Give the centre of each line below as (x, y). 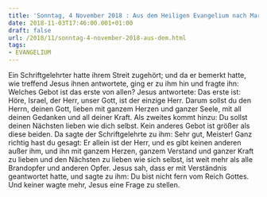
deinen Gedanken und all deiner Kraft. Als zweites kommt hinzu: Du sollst (128, 117)
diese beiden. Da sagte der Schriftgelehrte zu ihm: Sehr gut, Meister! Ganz (130, 134)
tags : (17, 45)
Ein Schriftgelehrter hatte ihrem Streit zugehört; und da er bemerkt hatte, (127, 75)
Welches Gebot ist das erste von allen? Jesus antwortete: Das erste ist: (124, 92)
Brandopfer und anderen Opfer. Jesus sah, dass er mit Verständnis (118, 168)
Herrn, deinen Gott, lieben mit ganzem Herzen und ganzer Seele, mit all (125, 109)
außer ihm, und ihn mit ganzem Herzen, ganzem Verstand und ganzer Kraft (131, 151)
